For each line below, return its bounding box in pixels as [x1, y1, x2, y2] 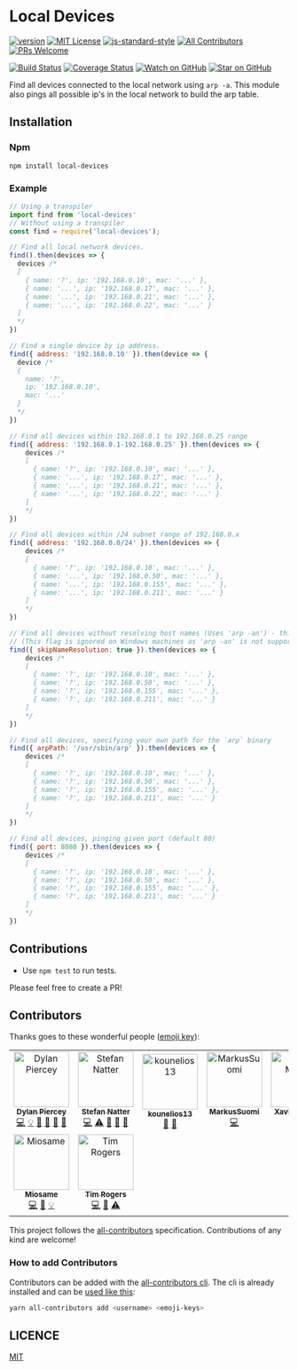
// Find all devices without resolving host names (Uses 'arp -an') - [9, 629, 276, 638]
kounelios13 [147, 1108, 193, 1119]
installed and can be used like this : [9, 1286, 136, 1297]
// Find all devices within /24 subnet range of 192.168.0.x [9, 530, 240, 539]
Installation [9, 115, 73, 130]
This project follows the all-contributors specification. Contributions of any [9, 1225, 282, 1236]
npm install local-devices [9, 162, 109, 170]
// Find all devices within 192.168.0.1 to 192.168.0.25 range [9, 432, 248, 440]
